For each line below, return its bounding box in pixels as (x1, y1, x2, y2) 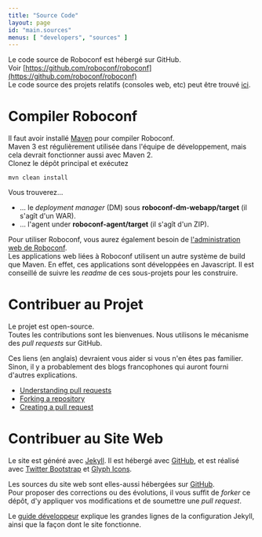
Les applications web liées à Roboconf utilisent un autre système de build (8, 252, 246, 261)
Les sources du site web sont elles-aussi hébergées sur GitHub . (8, 480, 215, 489)
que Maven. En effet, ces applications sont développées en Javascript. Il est (8, 260, 254, 270)
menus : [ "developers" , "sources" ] (8, 33, 128, 42)
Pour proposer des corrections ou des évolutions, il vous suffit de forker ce (8, 488, 251, 498)
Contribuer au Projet (8, 296, 144, 314)
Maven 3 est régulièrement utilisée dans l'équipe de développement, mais (8, 142, 247, 152)
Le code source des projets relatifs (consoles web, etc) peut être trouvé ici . (8, 80, 251, 90)
